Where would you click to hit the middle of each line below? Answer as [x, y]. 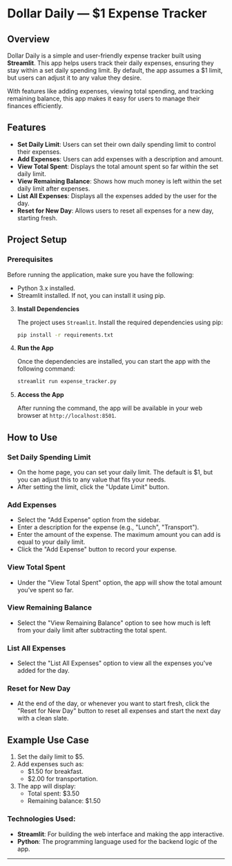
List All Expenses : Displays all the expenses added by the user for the [117, 195]
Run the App [35, 348]
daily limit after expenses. [54, 188]
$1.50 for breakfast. [55, 772]
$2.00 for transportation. [62, 779]
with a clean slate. [43, 718]
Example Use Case [48, 740]
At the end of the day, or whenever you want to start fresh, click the [113, 704]
